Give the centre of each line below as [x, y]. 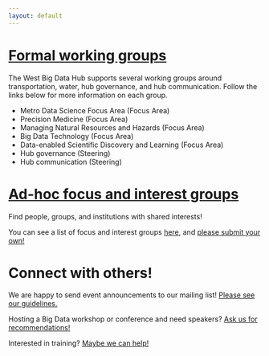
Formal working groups [88, 55]
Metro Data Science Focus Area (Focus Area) [95, 110]
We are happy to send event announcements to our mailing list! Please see [132, 295]
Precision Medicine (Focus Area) [74, 119]
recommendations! [39, 328]
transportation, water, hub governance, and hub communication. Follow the [133, 86]
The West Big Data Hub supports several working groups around [115, 78]
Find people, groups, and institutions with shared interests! [105, 216]
